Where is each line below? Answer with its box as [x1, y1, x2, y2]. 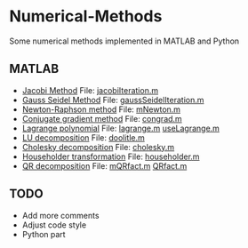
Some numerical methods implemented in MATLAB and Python [9, 36, 240, 46]
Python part [21, 228, 66, 239]
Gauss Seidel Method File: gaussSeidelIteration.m [21, 94, 204, 105]
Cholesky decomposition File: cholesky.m [21, 141, 175, 152]
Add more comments [21, 210, 100, 220]
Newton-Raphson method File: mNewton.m [21, 104, 180, 115]
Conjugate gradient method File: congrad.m [21, 113, 182, 124]
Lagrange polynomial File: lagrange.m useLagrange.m [21, 123, 220, 133]
